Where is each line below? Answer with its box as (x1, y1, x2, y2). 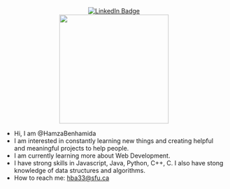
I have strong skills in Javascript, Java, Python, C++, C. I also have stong (13, 159, 224, 167)
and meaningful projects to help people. (13, 144, 129, 152)
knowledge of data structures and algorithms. (13, 167, 145, 174)
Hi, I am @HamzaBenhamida (13, 129, 96, 137)
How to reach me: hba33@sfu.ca (13, 174, 110, 182)
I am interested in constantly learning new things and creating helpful (13, 137, 214, 145)
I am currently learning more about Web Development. (13, 151, 171, 160)
